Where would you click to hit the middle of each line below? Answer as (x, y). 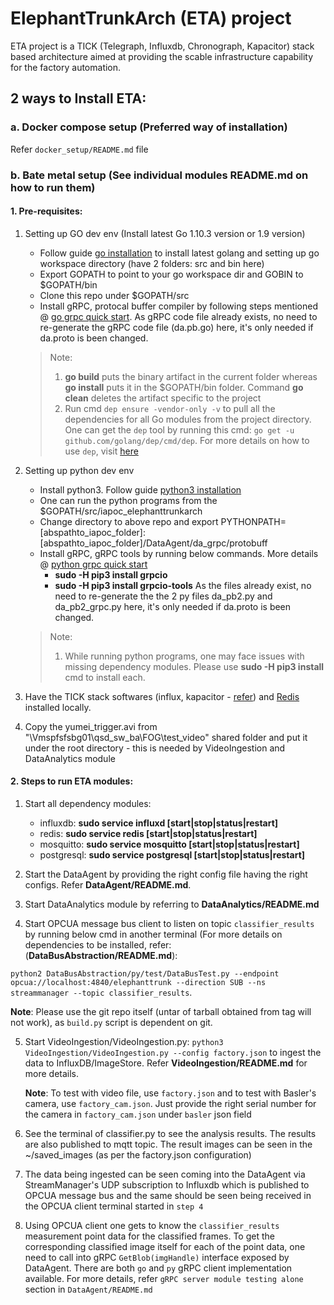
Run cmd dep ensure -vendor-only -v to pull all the (170, 408)
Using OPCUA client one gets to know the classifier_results (152, 1225)
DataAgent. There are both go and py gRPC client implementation (158, 1268)
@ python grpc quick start (93, 564)
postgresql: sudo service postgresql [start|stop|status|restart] (172, 854)
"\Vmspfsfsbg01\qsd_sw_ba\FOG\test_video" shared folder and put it (166, 737)
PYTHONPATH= (253, 521)
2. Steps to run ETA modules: (72, 781)
